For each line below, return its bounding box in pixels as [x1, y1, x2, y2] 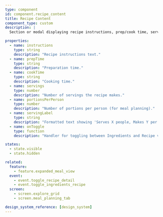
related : [5, 160, 23, 165]
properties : [5, 38, 29, 44]
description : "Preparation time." [14, 66, 83, 70]
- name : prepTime [9, 56, 45, 61]
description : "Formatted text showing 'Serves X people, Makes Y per [14, 119, 158, 124]
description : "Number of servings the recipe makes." [14, 93, 125, 98]
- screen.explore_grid [14, 191, 60, 197]
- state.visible [9, 147, 42, 151]
